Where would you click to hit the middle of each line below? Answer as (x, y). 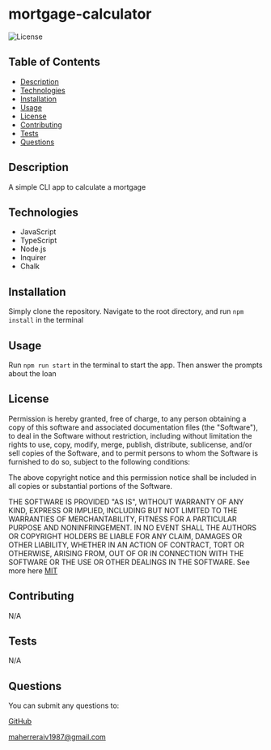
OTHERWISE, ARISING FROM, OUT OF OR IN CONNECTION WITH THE (126, 553)
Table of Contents (55, 62)
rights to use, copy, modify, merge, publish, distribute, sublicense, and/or (130, 444)
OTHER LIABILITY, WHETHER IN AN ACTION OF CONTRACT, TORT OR (126, 545)
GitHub (20, 722)
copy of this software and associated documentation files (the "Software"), (133, 427)
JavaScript (38, 232)
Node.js (33, 249)
